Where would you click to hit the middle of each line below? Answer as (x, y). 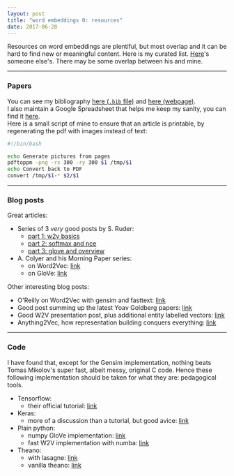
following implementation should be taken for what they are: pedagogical (112, 377)
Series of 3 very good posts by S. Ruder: (76, 229)
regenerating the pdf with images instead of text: (77, 131)
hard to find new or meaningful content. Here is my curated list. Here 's (108, 54)
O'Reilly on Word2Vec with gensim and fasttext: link (91, 300)
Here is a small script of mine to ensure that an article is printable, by (106, 124)
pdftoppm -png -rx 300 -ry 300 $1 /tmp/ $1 (70, 163)
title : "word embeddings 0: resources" (65, 20)
